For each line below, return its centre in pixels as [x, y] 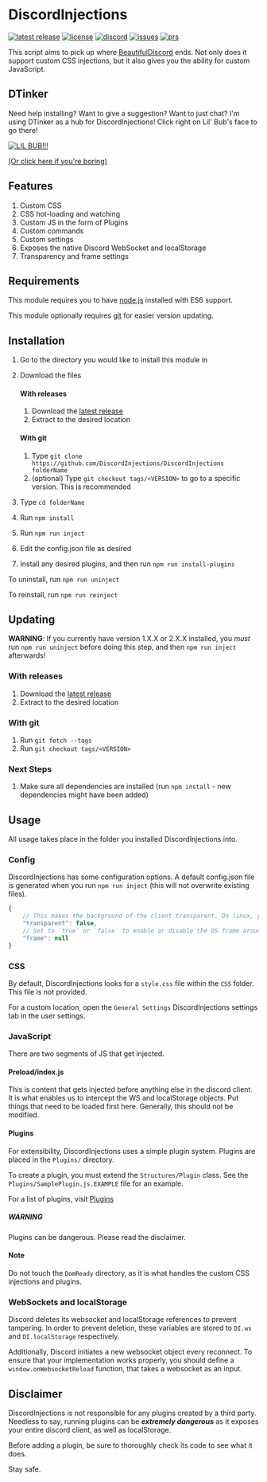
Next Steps [30, 768]
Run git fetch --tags [56, 740]
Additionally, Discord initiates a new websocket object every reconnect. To [130, 1352]
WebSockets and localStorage [68, 1302]
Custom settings [46, 239]
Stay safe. [25, 1469]
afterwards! [27, 655]
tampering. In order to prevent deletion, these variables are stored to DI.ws [130, 1328]
